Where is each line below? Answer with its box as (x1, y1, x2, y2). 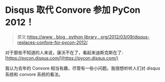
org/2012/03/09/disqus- (100, 34, 150, 40)
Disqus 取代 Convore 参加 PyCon (5, 4, 140, 16)
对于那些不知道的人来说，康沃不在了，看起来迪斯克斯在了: (5, 50, 123, 55)
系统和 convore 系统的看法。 (5, 71, 63, 77)
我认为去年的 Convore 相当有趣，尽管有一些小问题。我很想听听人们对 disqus (5, 65, 161, 71)
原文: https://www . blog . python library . (17, 34, 100, 40)
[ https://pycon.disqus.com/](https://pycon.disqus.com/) (5, 55, 119, 61)
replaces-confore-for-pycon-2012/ (17, 39, 88, 45)
